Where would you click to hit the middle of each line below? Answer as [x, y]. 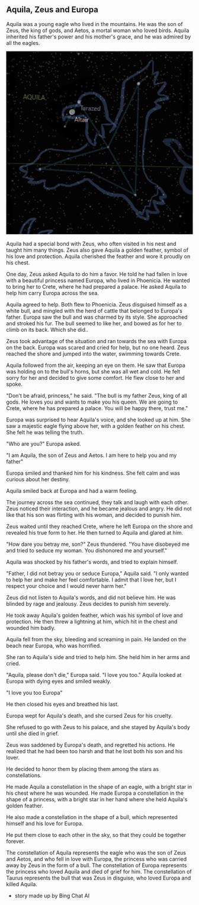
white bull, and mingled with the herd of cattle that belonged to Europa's [94, 311]
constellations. [24, 775]
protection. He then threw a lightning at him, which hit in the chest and [92, 621]
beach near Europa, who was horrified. [54, 645]
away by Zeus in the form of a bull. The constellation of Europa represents [97, 865]
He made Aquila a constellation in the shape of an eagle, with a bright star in [99, 786]
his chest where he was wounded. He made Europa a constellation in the [95, 793]
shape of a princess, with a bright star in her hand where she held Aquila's [97, 799]
